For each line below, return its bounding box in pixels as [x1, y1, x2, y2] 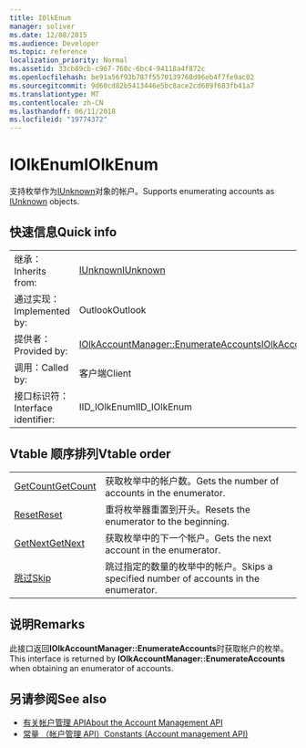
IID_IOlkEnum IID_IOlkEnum [78, 400, 193, 413]
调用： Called [14, 361, 69, 374]
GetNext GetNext [14, 536, 85, 549]
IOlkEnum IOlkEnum [9, 154, 159, 175]
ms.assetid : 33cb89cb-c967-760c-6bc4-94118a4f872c [9, 65, 206, 74]
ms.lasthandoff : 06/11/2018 [9, 107, 117, 116]
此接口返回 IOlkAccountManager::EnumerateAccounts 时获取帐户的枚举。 [9, 642, 289, 653]
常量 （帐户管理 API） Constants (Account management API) [22, 729, 249, 740]
